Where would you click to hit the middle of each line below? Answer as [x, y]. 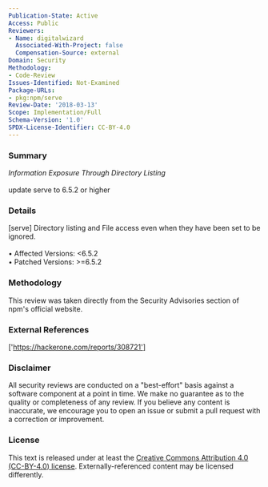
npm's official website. [46, 308]
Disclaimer [30, 368]
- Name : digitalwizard [46, 38]
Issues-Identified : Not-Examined [64, 83]
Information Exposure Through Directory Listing [87, 173]
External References [49, 329]
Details [22, 211]
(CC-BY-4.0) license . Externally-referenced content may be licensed [121, 466]
